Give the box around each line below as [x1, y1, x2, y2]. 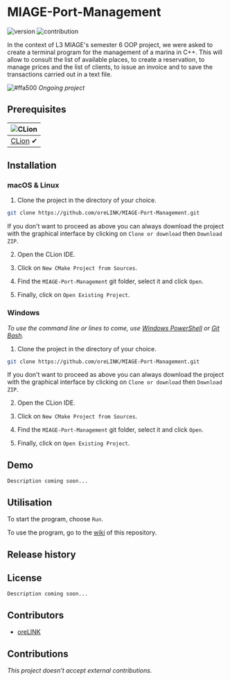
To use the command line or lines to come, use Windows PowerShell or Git [7, 323, 220, 332]
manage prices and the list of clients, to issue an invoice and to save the [7, 62, 213, 71]
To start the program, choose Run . [7, 515, 104, 523]
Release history [7, 548, 76, 560]
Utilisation [7, 496, 53, 508]
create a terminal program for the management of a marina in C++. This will [7, 48, 223, 56]
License [7, 572, 42, 584]
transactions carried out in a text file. [7, 70, 112, 78]
